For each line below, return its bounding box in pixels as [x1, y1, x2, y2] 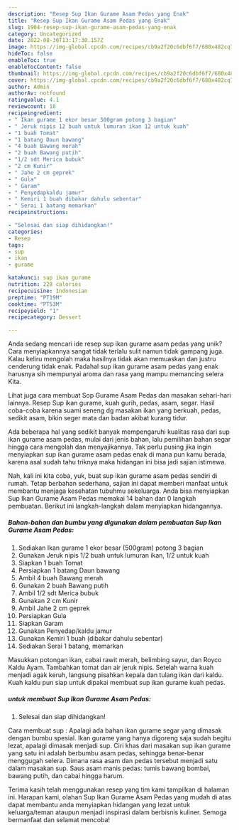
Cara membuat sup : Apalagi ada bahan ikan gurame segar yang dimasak [8, 726, 222, 735]
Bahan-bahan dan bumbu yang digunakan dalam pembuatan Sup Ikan [8, 518, 222, 526]
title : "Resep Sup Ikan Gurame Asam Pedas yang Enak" [8, 17, 171, 24]
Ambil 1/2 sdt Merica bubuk [18, 589, 99, 597]
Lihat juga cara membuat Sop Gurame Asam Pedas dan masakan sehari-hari [8, 391, 231, 400]
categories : [8, 228, 43, 235]
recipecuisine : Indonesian [8, 287, 88, 294]
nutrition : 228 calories [8, 281, 82, 288]
